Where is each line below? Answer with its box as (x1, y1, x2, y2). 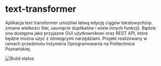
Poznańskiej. (5, 46, 31, 52)
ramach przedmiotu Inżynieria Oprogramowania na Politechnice (5, 40, 135, 46)
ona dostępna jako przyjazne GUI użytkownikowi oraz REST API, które (5, 30, 148, 36)
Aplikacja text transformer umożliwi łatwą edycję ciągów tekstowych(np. (5, 20, 153, 26)
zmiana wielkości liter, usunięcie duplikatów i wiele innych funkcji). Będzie (5, 25, 156, 31)
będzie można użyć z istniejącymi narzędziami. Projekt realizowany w (5, 35, 148, 41)
